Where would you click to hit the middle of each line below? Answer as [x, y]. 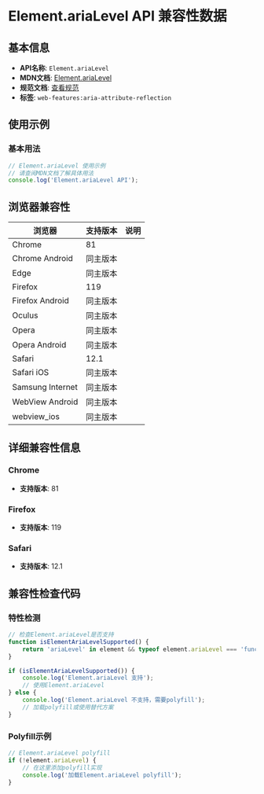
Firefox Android [40, 301]
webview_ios [36, 417]
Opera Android [39, 345]
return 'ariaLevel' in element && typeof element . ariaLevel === [130, 649]
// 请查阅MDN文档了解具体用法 [51, 173]
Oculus [25, 315]
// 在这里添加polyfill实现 [62, 767]
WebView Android [45, 402]
